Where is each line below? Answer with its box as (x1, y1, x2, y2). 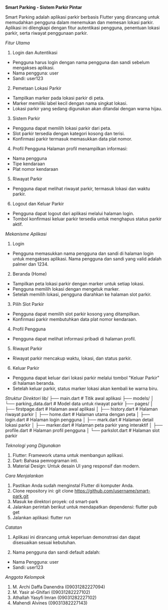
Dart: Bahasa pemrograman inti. (12, 458, 79, 463)
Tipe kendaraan (12, 161, 45, 167)
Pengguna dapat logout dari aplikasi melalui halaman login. (12, 211, 134, 216)
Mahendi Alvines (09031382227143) (12, 600, 88, 606)
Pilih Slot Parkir (12, 301, 44, 307)
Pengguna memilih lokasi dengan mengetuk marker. (12, 286, 120, 292)
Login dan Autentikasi (12, 50, 58, 55)
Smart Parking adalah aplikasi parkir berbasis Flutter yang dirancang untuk (5, 14, 159, 20)
